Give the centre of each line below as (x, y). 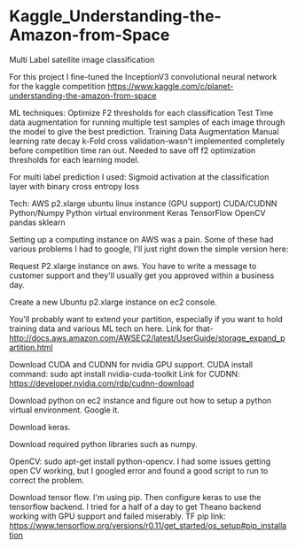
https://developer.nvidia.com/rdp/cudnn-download (102, 383)
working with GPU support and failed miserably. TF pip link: (117, 516)
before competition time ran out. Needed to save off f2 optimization (133, 150)
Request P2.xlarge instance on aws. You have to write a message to (133, 266)
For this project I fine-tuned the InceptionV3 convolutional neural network (143, 76)
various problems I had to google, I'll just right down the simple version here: (149, 249)
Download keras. (40, 427)
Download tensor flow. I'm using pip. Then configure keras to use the (135, 497)
